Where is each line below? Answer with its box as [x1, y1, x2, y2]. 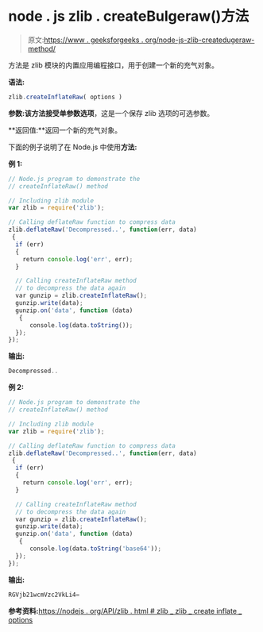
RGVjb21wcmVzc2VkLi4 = [8, 591, 80, 599]
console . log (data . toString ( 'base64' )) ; [29, 545, 161, 553]
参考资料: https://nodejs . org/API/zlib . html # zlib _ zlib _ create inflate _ [8, 606, 242, 615]
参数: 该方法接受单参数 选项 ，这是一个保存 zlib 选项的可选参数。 [8, 108, 215, 118]
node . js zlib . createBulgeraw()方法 [8, 7, 249, 25]
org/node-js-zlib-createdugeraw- [145, 35, 255, 44]
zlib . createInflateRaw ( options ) [8, 93, 123, 101]
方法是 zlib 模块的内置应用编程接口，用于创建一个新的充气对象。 [8, 60, 219, 70]
